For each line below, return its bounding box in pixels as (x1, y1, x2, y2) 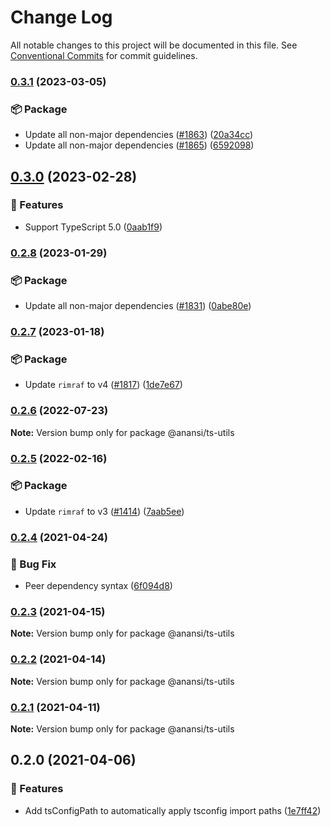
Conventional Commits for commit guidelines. (10, 49, 198, 61)
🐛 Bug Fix (10, 557, 57, 571)
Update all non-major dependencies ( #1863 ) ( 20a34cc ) (24, 129, 254, 141)
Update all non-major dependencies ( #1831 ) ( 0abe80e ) (24, 300, 252, 312)
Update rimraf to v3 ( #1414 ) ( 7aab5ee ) (24, 505, 185, 517)
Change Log (10, 6, 113, 29)
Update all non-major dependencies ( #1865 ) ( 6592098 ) (24, 139, 255, 151)
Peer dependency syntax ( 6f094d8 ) (24, 580, 173, 592)
